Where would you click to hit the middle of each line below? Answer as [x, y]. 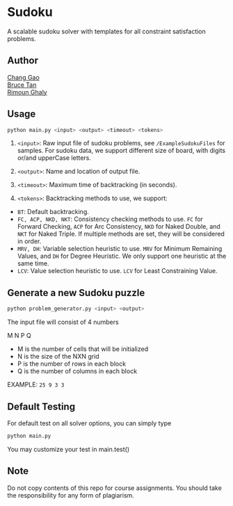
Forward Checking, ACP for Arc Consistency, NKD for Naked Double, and [119, 227]
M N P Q [19, 336]
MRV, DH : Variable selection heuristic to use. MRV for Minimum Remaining [120, 249]
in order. [29, 241]
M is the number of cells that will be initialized [82, 349]
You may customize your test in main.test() [69, 449]
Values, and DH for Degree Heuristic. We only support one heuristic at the [122, 256]
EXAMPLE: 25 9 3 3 [36, 385]
